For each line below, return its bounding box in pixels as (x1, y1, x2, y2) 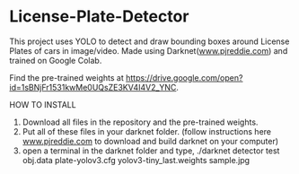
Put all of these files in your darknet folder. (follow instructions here (22, 126, 272, 136)
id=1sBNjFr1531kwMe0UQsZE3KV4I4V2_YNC (9, 82, 177, 92)
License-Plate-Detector (9, 6, 189, 27)
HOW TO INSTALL (9, 99, 76, 109)
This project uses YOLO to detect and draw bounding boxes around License (9, 36, 290, 47)
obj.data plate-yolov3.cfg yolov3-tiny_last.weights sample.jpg (22, 154, 250, 165)
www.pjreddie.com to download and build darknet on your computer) (22, 135, 279, 146)
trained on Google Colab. (9, 55, 102, 65)
